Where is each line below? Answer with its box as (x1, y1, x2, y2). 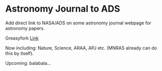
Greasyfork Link (5, 35, 39, 41)
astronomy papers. (5, 25, 45, 31)
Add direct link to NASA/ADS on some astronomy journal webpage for (5, 20, 151, 26)
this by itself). (5, 50, 34, 56)
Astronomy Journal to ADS (5, 3, 120, 15)
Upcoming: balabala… (5, 60, 51, 66)
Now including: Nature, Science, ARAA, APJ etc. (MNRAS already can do (5, 45, 157, 51)
